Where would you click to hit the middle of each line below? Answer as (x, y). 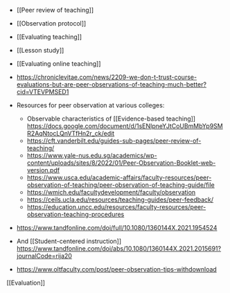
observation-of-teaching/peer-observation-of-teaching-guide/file (121, 185)
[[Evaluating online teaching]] (59, 64)
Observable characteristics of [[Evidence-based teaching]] (111, 118)
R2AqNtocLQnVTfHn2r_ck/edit (71, 133)
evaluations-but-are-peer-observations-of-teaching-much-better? (112, 85)
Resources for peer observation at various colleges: (90, 105)
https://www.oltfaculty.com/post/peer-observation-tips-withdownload (117, 269)
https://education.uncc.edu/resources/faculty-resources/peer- (116, 207)
